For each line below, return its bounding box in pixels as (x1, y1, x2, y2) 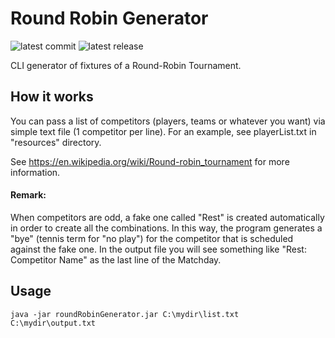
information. (10, 166, 61, 178)
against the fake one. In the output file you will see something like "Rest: (10, 243, 307, 255)
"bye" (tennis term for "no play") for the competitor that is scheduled (10, 232, 294, 244)
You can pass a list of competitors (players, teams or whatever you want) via (10, 115, 326, 127)
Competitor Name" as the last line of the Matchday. (10, 253, 222, 266)
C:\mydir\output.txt (10, 318, 97, 328)
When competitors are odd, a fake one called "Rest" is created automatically (10, 211, 325, 223)
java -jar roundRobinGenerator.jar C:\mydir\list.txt (10, 309, 240, 319)
